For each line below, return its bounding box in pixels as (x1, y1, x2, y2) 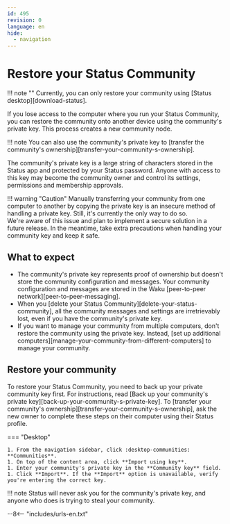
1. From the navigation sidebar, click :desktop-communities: (7, 446, 191, 453)
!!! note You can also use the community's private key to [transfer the (7, 138, 204, 147)
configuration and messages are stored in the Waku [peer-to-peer (17, 284, 206, 293)
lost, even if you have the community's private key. (17, 314, 163, 322)
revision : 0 (7, 17, 42, 24)
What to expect (7, 252, 75, 263)
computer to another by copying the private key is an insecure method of (7, 202, 216, 211)
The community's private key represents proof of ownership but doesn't (17, 270, 224, 278)
